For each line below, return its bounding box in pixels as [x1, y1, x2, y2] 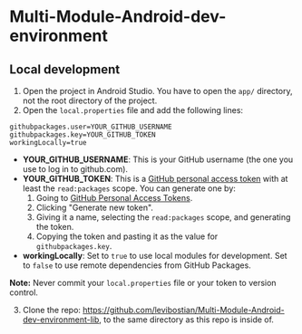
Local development [9, 62, 121, 77]
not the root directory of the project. [22, 95, 158, 106]
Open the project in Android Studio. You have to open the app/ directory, [22, 86, 293, 96]
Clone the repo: [22, 305, 82, 315]
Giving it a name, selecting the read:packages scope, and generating [35, 212, 291, 223]
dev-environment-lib [22, 314, 100, 325]
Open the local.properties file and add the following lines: [22, 105, 243, 115]
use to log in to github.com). [22, 164, 129, 174]
